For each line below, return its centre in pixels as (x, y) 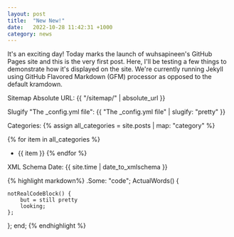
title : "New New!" (36, 21)
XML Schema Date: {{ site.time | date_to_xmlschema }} (88, 167)
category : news (30, 34)
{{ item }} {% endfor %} (52, 153)
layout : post (27, 14)
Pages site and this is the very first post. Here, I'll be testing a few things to (117, 62)
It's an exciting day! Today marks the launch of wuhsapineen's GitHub (110, 54)
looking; (33, 206)
